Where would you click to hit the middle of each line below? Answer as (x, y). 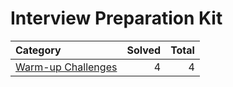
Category (38, 50)
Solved (144, 50)
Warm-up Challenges (66, 67)
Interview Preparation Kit (116, 18)
